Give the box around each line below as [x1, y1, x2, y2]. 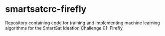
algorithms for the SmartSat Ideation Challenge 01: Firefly [5, 25, 123, 31]
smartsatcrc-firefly [5, 3, 87, 15]
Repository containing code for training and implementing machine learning [5, 20, 161, 26]
